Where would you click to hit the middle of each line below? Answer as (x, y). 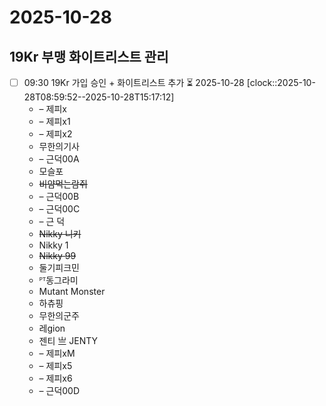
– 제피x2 (55, 134)
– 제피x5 (55, 365)
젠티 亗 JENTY (68, 340)
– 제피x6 (55, 378)
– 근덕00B (59, 196)
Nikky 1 (53, 245)
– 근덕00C (59, 209)
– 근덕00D (59, 390)
